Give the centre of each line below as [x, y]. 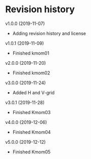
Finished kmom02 [31, 73]
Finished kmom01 [31, 53]
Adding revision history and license [49, 33]
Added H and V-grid [33, 92]
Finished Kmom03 [32, 112]
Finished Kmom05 [31, 152]
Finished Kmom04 [32, 132]
